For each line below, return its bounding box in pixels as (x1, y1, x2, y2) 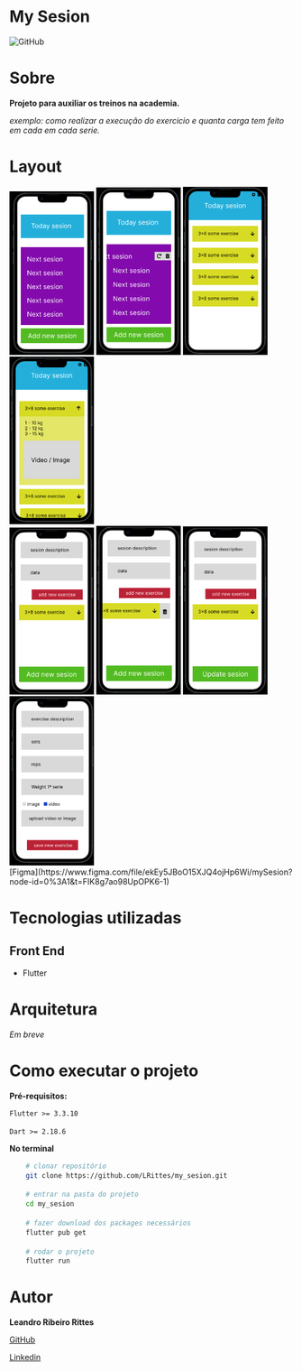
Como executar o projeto (9, 1061, 199, 1080)
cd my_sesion (25, 1200, 75, 1209)
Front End (9, 943, 65, 959)
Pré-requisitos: (9, 1090, 68, 1101)
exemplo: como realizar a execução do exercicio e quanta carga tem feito (9, 115, 285, 125)
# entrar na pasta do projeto (25, 1190, 140, 1200)
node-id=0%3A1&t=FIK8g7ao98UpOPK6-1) (9, 875, 169, 886)
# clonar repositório (25, 1162, 106, 1171)
